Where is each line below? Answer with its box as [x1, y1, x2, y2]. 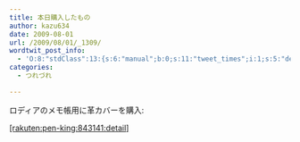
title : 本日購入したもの [9, 13, 91, 22]
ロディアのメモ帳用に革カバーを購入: [9, 104, 145, 115]
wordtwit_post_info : [9, 46, 87, 55]
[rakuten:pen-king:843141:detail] [9, 122, 129, 133]
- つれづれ [17, 71, 52, 80]
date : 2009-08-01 [9, 29, 74, 38]
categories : [9, 63, 54, 72]
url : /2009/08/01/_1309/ [9, 38, 102, 47]
